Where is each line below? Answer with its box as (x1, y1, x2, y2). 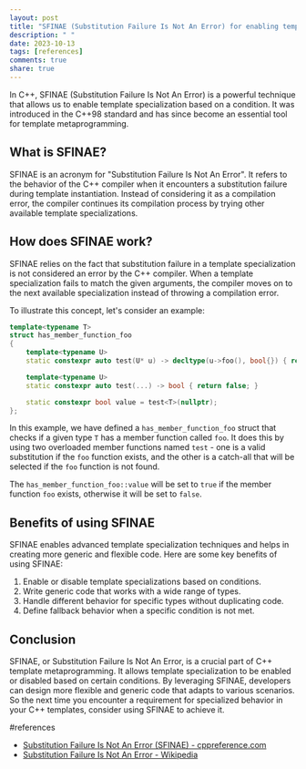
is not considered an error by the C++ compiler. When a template (9, 268, 253, 279)
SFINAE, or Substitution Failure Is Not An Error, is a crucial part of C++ (9, 656, 273, 666)
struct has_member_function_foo (9, 331, 132, 340)
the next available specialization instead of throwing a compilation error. (9, 287, 280, 298)
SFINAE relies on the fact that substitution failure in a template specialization (9, 258, 296, 269)
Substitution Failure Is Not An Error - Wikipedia (22, 749, 199, 760)
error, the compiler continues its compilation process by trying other (9, 198, 265, 209)
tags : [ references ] (9, 47, 84, 56)
